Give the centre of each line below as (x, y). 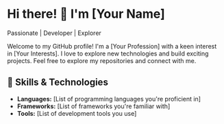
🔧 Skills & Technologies (58, 83)
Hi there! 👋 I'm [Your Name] (86, 14)
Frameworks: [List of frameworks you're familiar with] (94, 106)
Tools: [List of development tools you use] (77, 113)
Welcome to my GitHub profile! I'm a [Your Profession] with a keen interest (112, 46)
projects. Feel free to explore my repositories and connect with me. (102, 60)
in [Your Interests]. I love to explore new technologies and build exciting (108, 53)
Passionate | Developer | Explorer (54, 33)
